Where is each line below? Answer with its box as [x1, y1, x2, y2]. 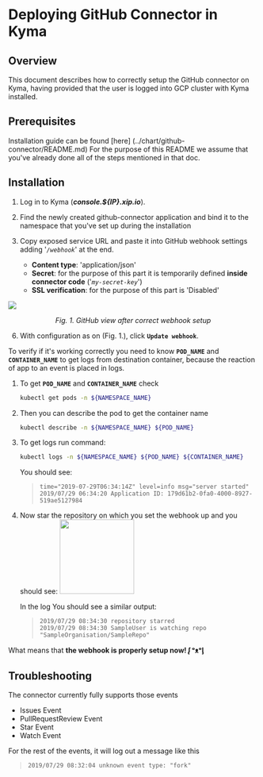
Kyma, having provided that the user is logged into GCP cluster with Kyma [8, 83, 250, 93]
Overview [8, 54, 58, 67]
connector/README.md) [8, 144, 89, 154]
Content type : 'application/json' [31, 260, 137, 269]
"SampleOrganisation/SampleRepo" [39, 631, 151, 640]
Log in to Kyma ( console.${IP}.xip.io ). [19, 197, 146, 206]
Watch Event [19, 731, 62, 740]
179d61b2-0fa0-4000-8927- [167, 490, 253, 498]
